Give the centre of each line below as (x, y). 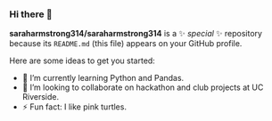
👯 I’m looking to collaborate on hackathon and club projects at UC (143, 87)
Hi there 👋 (31, 14)
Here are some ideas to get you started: (82, 60)
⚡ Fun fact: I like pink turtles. (74, 107)
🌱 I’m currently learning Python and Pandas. (103, 78)
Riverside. (41, 97)
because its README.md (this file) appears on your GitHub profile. (126, 44)
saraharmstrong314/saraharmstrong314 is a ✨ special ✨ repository (136, 34)
